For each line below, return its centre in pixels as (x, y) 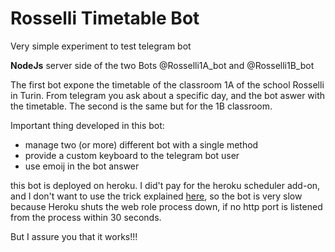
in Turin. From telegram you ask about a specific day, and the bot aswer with (168, 95)
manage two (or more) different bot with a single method (141, 144)
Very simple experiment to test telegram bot (101, 46)
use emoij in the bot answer (82, 166)
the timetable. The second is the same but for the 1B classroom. (141, 106)
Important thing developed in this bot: (87, 125)
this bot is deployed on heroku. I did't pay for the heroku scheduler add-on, (165, 185)
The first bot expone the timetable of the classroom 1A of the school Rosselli (167, 84)
